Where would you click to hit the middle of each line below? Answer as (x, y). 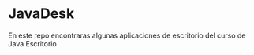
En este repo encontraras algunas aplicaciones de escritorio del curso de (127, 35)
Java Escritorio (32, 43)
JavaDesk (41, 14)
